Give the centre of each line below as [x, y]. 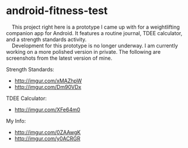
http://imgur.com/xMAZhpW [48, 81]
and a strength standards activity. [46, 39]
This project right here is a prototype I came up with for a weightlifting [95, 27]
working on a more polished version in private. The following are [83, 51]
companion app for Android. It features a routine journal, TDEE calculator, [94, 33]
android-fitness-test [57, 11]
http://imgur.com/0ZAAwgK [47, 132]
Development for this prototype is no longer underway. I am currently [95, 46]
